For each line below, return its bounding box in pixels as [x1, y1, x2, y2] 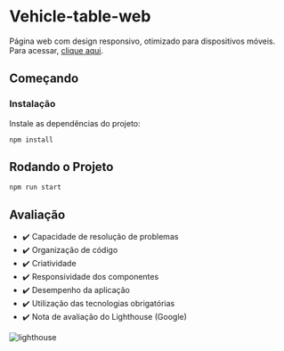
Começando [9, 71, 79, 86]
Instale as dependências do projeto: [9, 118, 141, 128]
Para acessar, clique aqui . [9, 45, 104, 55]
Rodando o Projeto [9, 159, 114, 175]
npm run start [9, 183, 62, 192]
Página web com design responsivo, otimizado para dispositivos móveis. [9, 36, 276, 46]
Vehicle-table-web [9, 6, 151, 27]
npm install [9, 135, 53, 144]
